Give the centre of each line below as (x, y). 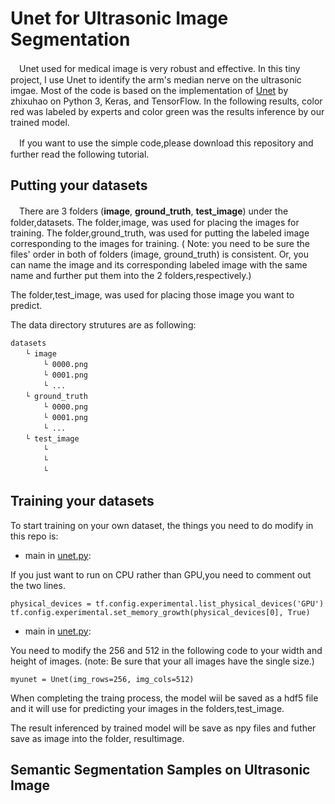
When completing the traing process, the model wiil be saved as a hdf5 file (164, 698)
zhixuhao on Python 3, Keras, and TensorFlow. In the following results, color (166, 101)
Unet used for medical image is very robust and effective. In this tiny (159, 68)
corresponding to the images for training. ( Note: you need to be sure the (160, 243)
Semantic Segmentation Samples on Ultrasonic (160, 769)
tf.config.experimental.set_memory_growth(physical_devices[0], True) (160, 612)
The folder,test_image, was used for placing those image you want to (152, 294)
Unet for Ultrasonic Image (119, 18)
